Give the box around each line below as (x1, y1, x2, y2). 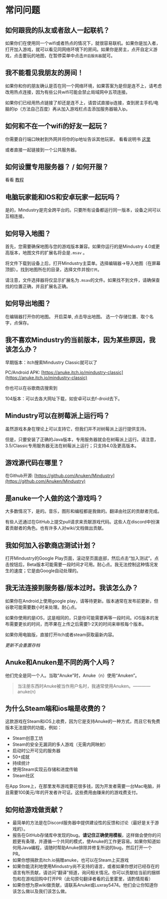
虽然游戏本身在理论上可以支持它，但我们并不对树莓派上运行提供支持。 (5, 426, 149, 432)
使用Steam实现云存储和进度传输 (12, 766, 78, 772)
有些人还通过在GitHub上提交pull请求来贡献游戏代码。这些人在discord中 (5, 519, 151, 525)
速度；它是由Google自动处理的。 (13, 567, 81, 574)
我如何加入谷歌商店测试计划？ (5, 541, 97, 549)
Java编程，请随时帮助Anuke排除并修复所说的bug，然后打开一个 (21, 845, 153, 851)
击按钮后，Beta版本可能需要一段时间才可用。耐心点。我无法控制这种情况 (5, 561, 154, 567)
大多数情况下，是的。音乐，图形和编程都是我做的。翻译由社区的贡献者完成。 (5, 508, 162, 514)
